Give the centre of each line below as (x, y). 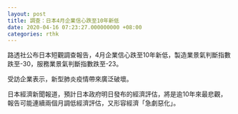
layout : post (27, 14)
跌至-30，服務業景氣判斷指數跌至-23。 (65, 64)
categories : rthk (33, 34)
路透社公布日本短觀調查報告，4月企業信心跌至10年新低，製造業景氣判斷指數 (119, 55)
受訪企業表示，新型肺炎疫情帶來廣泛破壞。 (70, 79)
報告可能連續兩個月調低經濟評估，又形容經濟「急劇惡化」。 (94, 103)
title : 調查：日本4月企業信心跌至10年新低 (63, 21)
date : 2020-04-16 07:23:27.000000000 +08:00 (75, 27)
